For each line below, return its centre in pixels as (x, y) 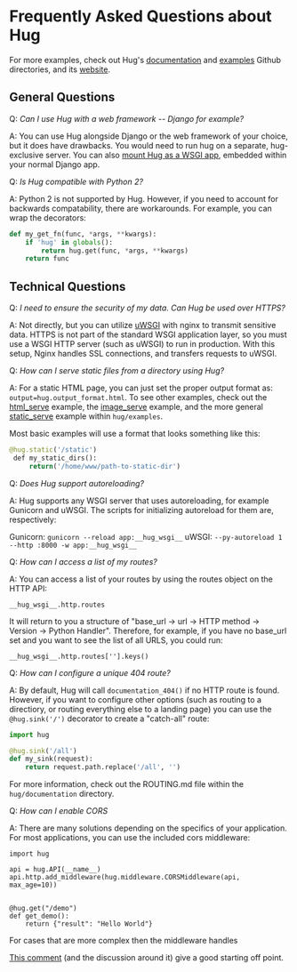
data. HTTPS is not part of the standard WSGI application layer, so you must (148, 334)
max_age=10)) (33, 885)
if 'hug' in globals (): (69, 242)
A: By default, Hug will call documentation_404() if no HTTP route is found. (144, 690)
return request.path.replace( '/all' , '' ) (103, 767)
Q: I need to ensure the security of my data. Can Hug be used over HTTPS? (148, 308)
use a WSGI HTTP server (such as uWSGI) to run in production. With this (142, 344)
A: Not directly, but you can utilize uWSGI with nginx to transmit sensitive (143, 325)
